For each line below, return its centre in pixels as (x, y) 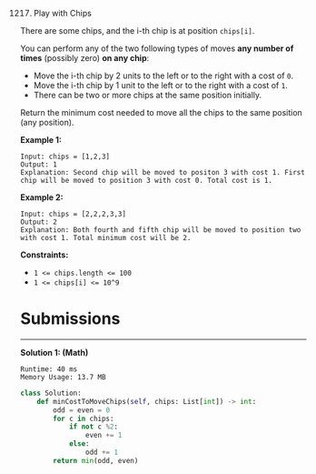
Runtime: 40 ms (49, 369)
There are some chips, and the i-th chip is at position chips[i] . (138, 30)
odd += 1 (101, 453)
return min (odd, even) (96, 460)
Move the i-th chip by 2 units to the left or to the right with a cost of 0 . (163, 76)
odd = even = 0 (82, 410)
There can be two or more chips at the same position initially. (148, 95)
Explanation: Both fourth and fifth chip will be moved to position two (161, 230)
